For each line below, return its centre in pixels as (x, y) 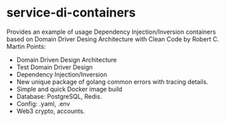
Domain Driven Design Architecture (66, 59)
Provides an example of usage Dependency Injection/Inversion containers (111, 32)
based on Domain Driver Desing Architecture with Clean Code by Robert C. (113, 39)
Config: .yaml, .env (43, 103)
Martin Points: (26, 46)
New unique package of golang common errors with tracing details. (112, 81)
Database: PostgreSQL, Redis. (59, 96)
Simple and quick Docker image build (69, 89)
